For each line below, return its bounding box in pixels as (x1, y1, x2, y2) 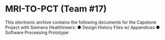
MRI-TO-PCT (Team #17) (5, 3, 107, 14)
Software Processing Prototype (5, 29, 69, 35)
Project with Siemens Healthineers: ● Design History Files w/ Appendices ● (5, 24, 160, 30)
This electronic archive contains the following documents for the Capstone (5, 19, 157, 25)
